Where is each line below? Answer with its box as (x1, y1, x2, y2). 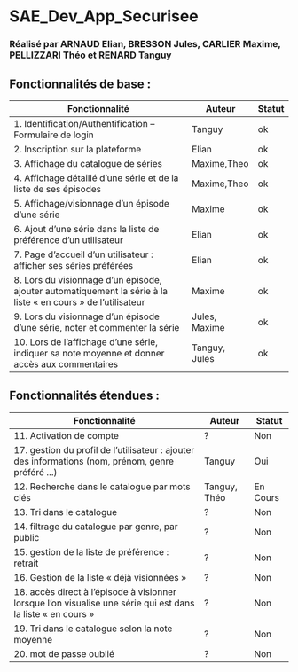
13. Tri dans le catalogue (13, 505, 118, 518)
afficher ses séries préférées (13, 259, 134, 271)
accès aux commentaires (13, 357, 119, 370)
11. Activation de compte (13, 429, 120, 441)
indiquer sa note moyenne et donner (13, 347, 165, 359)
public (13, 531, 40, 543)
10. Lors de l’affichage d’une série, (13, 335, 158, 348)
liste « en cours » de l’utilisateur (13, 295, 145, 308)
